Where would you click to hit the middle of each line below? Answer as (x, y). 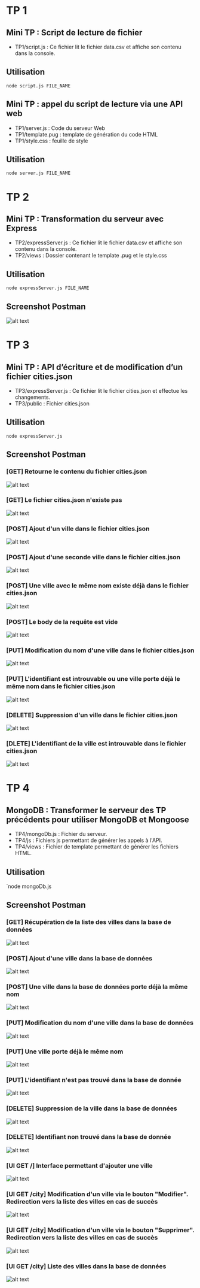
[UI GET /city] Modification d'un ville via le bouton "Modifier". (97, 1194)
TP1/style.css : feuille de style (51, 141)
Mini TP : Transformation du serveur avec (85, 219)
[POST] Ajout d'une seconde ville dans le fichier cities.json (93, 557)
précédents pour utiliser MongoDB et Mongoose (98, 819)
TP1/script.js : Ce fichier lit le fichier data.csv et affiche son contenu (98, 47)
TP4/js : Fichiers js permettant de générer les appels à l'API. (88, 840)
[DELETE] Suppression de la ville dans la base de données (92, 1108)
